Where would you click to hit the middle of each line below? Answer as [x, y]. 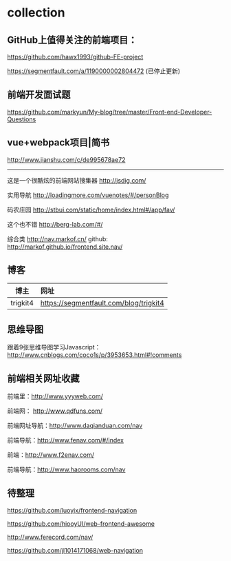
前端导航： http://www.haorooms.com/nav [66, 469]
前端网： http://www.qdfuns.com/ [55, 411]
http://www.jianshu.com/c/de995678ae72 [66, 159]
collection [36, 13]
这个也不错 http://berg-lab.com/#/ [55, 224]
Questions [22, 119]
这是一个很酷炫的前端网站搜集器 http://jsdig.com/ [77, 180]
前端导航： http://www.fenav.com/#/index [65, 440]
